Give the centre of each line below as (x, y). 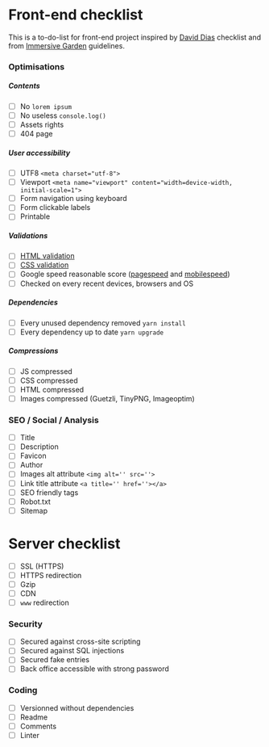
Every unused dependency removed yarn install (103, 323)
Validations (28, 235)
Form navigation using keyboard (73, 199)
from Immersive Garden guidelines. (66, 45)
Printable (35, 216)
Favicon (33, 456)
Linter (30, 736)
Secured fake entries (55, 660)
